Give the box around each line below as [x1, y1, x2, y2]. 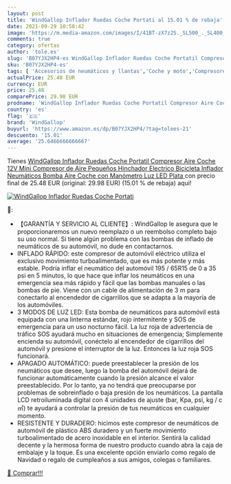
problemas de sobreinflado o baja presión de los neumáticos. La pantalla [16, 388, 223, 397]
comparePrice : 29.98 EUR [7, 94, 78, 101]
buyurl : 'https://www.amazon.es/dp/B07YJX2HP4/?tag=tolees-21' [7, 125, 192, 132]
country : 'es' [7, 106, 48, 113]
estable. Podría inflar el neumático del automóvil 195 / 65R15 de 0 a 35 [16, 264, 217, 273]
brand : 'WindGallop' [7, 118, 67, 126]
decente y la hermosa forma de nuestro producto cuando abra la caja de [16, 441, 223, 450]
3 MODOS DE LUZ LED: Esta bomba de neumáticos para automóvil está [16, 308, 220, 317]
